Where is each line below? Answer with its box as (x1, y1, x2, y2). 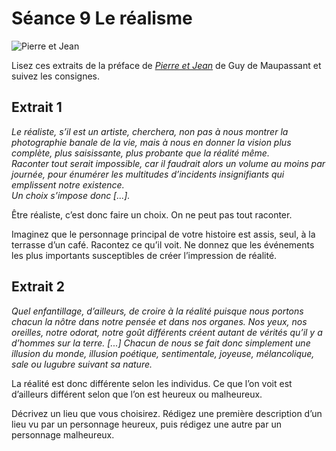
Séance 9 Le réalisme (11, 7, 193, 30)
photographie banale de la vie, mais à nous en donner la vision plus (11, 136, 292, 148)
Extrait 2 (11, 278, 65, 296)
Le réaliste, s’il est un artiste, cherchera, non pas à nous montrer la (11, 125, 289, 137)
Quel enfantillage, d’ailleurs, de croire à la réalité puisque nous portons (11, 305, 304, 317)
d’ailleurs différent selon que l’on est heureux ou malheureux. (11, 388, 263, 400)
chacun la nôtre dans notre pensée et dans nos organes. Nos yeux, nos (11, 315, 308, 327)
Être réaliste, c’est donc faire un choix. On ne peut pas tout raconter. (11, 208, 293, 221)
